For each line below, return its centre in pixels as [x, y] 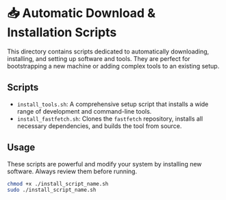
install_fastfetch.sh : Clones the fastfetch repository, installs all [110, 118]
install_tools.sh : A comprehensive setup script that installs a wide [113, 104]
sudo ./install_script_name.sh [52, 190]
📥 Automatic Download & [81, 13]
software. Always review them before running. [72, 171]
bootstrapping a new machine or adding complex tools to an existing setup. [113, 66]
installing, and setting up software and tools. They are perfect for [99, 58]
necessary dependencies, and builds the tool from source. [99, 126]
